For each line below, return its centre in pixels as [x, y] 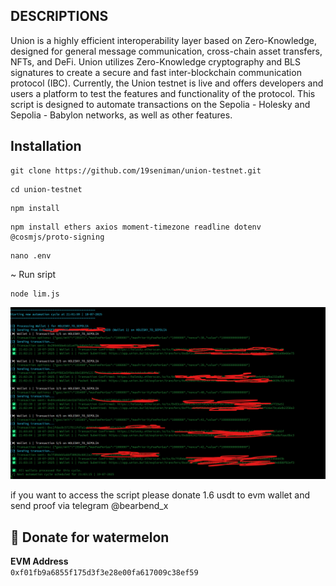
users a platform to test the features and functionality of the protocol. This [163, 93]
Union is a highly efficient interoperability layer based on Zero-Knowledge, [163, 40]
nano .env [31, 255]
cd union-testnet [46, 189]
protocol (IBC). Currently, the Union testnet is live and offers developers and [167, 83]
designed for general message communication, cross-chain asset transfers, [166, 51]
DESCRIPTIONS [59, 16]
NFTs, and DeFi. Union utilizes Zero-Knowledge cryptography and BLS [156, 61]
